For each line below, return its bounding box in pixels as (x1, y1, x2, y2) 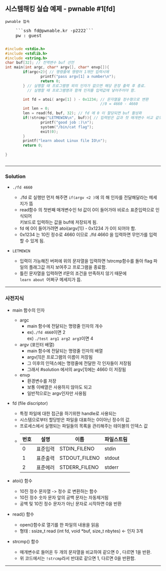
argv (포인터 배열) (19, 341, 55, 347)
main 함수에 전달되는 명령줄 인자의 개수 (27, 323, 103, 329)
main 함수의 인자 (12, 307, 45, 313)
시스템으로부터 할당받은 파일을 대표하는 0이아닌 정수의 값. (19, 416, 131, 423)
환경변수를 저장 (27, 378, 57, 383)
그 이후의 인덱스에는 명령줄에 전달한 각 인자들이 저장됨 (27, 360, 132, 366)
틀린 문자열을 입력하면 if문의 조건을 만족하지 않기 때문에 (19, 270, 127, 276)
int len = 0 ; (23, 106, 50, 111)
